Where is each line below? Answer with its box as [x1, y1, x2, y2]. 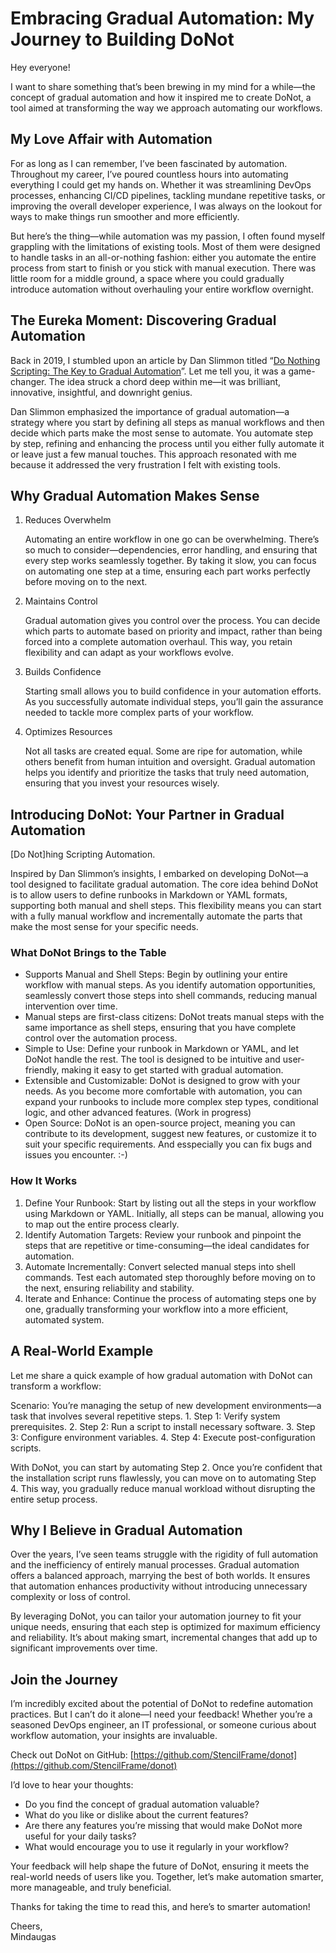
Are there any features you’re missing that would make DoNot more [24, 1820, 303, 1832]
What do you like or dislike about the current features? [24, 1809, 249, 1821]
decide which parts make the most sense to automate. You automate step [10, 427, 314, 439]
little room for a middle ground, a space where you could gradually [10, 272, 285, 284]
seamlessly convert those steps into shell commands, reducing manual [24, 990, 318, 1002]
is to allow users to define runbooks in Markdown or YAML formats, [10, 889, 288, 901]
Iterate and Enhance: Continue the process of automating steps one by [24, 1292, 317, 1304]
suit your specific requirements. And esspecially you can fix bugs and [24, 1138, 313, 1151]
